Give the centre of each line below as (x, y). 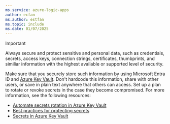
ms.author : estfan (25, 19)
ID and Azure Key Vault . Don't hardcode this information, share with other (82, 79)
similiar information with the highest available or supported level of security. (84, 64)
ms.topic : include (25, 24)
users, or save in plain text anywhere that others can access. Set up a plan (83, 85)
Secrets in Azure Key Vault (40, 116)
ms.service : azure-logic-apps (37, 10)
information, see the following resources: (48, 96)
